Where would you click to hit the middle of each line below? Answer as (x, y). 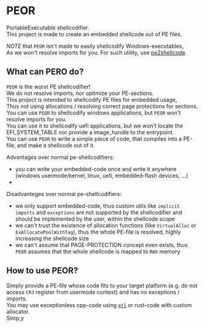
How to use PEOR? (42, 271)
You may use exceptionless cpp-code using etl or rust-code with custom (99, 305)
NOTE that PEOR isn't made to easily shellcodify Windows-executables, (95, 46)
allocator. (18, 311)
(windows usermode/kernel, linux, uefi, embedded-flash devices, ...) (101, 175)
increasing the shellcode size (52, 238)
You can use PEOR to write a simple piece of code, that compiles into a (94, 139)
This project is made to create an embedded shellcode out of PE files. (94, 34)
